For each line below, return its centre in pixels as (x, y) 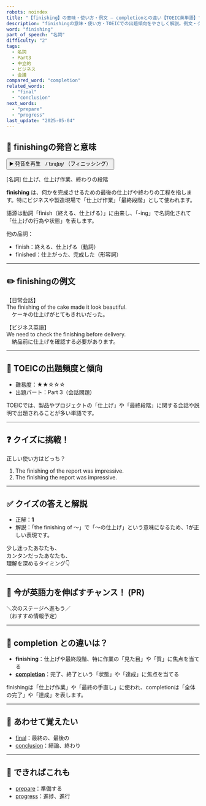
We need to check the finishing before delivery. (66, 334)
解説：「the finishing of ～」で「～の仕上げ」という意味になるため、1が (105, 527)
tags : (13, 47)
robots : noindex (27, 12)
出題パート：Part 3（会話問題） (55, 392)
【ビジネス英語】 (28, 327)
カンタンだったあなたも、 (39, 556)
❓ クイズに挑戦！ (38, 440)
